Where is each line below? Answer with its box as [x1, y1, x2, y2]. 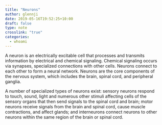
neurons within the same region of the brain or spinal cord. [5, 114, 123, 120]
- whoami [9, 39, 27, 44]
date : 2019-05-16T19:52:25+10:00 [5, 16, 73, 21]
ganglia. [5, 78, 21, 84]
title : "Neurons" [5, 7, 41, 12]
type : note [5, 25, 27, 30]
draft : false [5, 21, 32, 26]
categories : [5, 35, 29, 40]
